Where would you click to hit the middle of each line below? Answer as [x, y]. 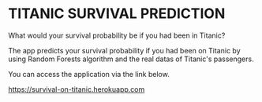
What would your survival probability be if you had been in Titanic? [117, 35]
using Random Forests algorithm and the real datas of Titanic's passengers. [131, 59]
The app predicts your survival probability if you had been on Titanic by [124, 50]
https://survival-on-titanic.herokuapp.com [77, 89]
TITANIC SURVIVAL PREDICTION [117, 14]
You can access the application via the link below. [89, 74]
